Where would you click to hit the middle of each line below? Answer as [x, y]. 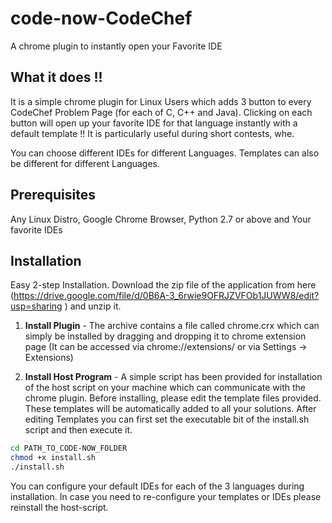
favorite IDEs [36, 229]
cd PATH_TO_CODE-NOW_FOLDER [69, 448]
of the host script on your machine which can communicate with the [165, 388]
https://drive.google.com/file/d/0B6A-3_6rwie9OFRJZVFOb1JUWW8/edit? [166, 296]
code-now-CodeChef [101, 18]
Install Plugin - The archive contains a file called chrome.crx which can [172, 326]
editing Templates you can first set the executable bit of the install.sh [167, 419]
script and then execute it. [78, 430]
